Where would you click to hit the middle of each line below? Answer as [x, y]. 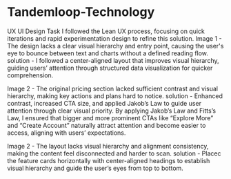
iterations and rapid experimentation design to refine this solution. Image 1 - [114, 38]
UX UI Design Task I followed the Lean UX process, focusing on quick [106, 31]
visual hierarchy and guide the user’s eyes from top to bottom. [96, 168]
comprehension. [30, 75]
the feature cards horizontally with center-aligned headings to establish [109, 160]
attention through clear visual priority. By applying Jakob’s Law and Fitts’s [111, 111]
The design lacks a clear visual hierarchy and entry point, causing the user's [115, 46]
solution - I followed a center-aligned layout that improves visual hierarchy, [113, 60]
